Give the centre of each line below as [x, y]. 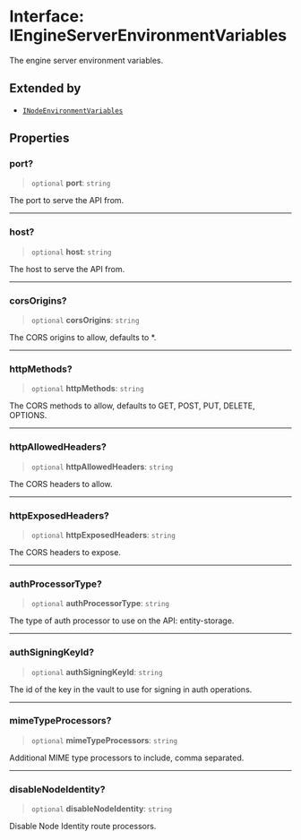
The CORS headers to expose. [65, 552]
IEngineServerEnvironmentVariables [148, 35]
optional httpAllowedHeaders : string [102, 467]
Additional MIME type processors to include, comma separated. [127, 758]
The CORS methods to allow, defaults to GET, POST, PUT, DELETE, [132, 406]
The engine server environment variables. [86, 60]
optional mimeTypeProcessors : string [104, 740]
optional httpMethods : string [88, 389]
